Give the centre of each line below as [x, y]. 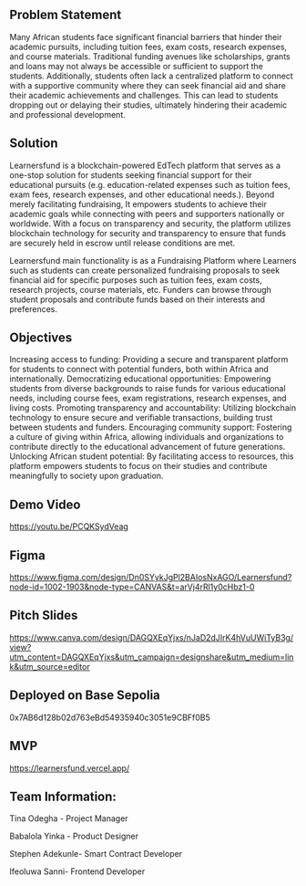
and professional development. [67, 114]
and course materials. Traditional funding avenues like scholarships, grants [150, 56]
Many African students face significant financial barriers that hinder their [146, 36]
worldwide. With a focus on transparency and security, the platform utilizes [150, 224]
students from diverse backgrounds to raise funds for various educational [148, 389]
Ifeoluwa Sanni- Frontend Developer [77, 871]
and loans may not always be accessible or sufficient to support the [137, 66]
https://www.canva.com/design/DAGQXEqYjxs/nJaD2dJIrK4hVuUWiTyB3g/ [152, 637]
